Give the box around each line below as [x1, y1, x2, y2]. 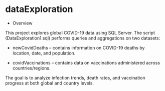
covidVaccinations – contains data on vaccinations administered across [12, 59, 160, 65]
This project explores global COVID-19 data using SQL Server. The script [5, 29, 155, 35]
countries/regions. [12, 65, 51, 71]
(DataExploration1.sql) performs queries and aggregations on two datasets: [5, 35, 160, 41]
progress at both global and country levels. [5, 80, 94, 86]
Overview [12, 20, 33, 26]
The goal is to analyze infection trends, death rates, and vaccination [5, 74, 145, 80]
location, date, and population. [12, 50, 76, 56]
